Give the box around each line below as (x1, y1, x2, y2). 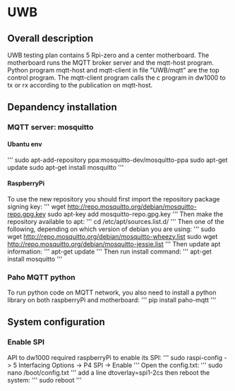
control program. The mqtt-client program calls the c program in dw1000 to (7, 73, 226, 82)
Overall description (7, 32, 94, 44)
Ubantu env (7, 139, 42, 148)
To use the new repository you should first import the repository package (7, 194, 220, 203)
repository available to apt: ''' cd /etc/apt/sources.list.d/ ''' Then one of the (7, 217, 224, 225)
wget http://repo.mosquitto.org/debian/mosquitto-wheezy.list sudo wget (7, 232, 218, 240)
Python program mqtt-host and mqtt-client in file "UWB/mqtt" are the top (7, 66, 220, 74)
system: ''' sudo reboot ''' (7, 376, 83, 384)
